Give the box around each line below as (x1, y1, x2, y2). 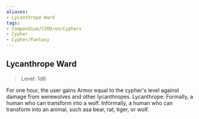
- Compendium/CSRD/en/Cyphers (6, 25, 82, 32)
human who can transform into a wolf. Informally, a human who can (6, 99, 173, 106)
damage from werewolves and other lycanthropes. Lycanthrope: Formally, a (6, 93, 194, 100)
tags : (6, 20, 20, 26)
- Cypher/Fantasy (6, 37, 50, 43)
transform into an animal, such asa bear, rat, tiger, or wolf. (6, 106, 149, 113)
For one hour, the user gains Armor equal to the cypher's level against (6, 87, 179, 94)
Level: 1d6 (20, 75, 46, 82)
